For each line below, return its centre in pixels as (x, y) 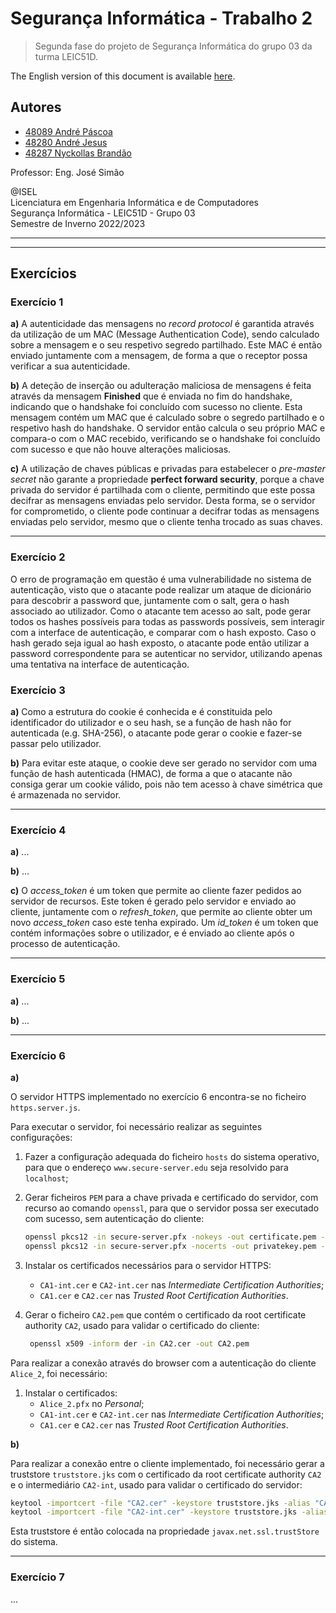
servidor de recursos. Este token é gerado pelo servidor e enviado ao (153, 901)
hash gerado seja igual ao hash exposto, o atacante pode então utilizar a (160, 643)
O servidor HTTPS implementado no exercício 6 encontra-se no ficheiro (158, 1096)
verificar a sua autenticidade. (70, 366)
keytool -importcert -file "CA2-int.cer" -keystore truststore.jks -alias (169, 1512)
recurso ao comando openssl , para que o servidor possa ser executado (172, 1208)
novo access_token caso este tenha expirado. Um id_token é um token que (164, 923)
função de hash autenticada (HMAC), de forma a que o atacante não (151, 774)
